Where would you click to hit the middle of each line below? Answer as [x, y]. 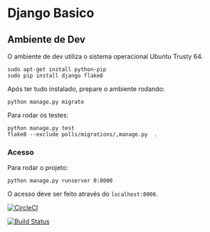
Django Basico [51, 13]
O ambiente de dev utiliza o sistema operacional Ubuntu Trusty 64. [105, 56]
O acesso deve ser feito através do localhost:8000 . [83, 194]
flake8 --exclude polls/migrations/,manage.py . [83, 135]
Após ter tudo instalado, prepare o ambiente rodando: [86, 89]
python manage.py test [41, 128]
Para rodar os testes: [38, 115]
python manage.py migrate [46, 102]
